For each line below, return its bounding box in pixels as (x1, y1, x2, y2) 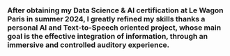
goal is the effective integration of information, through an (7, 31, 208, 41)
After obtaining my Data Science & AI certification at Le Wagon (7, 6, 224, 15)
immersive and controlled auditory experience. (7, 40, 170, 50)
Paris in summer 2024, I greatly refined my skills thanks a (7, 14, 206, 24)
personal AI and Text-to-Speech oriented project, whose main (7, 23, 222, 32)
